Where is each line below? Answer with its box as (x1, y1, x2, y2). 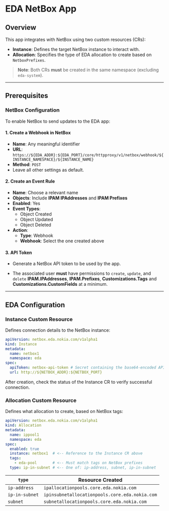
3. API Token (5, 249, 32, 255)
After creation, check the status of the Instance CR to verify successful (5, 379, 152, 385)
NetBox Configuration (5, 107, 60, 114)
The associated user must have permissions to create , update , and (12, 271, 151, 277)
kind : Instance (5, 341, 37, 346)
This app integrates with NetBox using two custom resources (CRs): (5, 36, 146, 42)
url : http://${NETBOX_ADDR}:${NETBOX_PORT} (10, 370, 102, 375)
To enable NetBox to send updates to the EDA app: (5, 118, 111, 124)
